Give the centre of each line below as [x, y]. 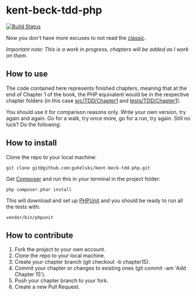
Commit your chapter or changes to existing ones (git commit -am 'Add [100, 268]
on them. [17, 55]
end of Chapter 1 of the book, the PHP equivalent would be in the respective [97, 94]
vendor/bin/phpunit [30, 217]
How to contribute [40, 235]
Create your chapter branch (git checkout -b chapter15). [82, 262]
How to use [27, 74]
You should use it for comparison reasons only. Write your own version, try [96, 112]
